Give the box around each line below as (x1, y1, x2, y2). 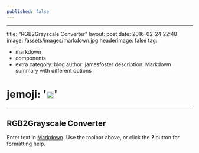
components (15, 54, 46, 61)
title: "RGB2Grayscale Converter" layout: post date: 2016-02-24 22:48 (6, 30, 178, 37)
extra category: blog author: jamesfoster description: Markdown (15, 60, 171, 68)
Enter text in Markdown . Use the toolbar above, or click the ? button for (6, 134, 180, 141)
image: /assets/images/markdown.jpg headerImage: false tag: (6, 37, 158, 44)
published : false (6, 8, 50, 15)
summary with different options (15, 67, 92, 74)
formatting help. (6, 140, 46, 148)
